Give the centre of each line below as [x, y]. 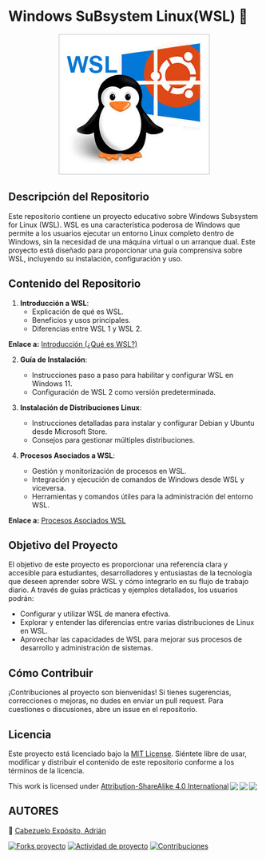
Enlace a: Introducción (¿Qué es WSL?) [73, 344]
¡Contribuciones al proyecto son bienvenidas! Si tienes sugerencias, [120, 692]
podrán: [21, 599]
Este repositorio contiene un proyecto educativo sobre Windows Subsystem [133, 216]
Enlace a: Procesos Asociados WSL [67, 520]
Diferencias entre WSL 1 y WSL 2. [87, 328]
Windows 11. [52, 384]
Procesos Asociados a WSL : [67, 455]
